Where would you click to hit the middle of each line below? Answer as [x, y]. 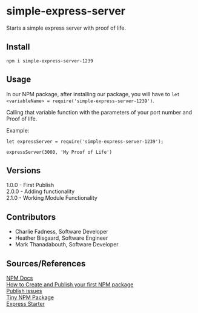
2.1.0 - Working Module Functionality [52, 198]
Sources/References [46, 264]
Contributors [31, 217]
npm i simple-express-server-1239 [50, 61]
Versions [24, 170]
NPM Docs [20, 278]
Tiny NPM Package [30, 297]
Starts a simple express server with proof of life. [66, 28]
